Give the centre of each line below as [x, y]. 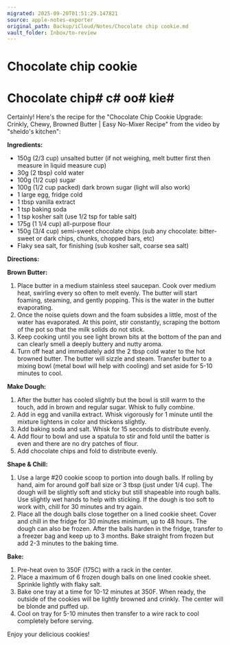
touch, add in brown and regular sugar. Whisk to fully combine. [106, 407]
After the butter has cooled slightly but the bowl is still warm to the [111, 400]
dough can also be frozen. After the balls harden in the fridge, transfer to [120, 529]
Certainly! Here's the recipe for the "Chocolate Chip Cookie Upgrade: [105, 117]
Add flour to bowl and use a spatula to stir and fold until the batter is [113, 436]
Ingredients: [25, 145]
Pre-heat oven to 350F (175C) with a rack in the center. [95, 570]
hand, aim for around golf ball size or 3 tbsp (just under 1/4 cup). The [115, 485]
